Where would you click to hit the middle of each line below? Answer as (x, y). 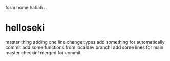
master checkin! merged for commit (43, 52)
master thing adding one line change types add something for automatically (85, 42)
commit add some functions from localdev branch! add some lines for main (84, 47)
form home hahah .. (26, 7)
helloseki (25, 28)
